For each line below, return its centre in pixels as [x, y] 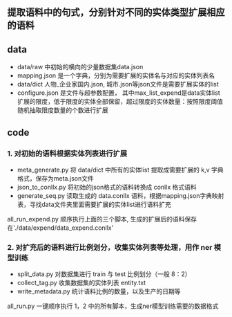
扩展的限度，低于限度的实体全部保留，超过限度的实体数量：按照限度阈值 [120, 102]
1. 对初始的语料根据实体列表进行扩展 [67, 153]
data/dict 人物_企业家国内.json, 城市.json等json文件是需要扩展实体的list [118, 84]
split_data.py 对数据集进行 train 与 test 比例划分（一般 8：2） [104, 274]
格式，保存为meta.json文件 [56, 178]
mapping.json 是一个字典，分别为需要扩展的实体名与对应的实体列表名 [116, 75]
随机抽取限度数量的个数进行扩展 [62, 110]
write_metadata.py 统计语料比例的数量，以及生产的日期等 [99, 291]
